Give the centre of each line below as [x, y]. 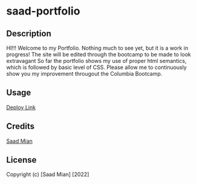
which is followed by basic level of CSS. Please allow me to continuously [97, 67]
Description [29, 34]
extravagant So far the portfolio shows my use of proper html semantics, [96, 61]
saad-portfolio [43, 11]
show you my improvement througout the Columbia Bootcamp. [84, 74]
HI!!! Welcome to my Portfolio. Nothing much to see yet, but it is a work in [97, 48]
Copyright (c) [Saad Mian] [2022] [48, 174]
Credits [21, 126]
